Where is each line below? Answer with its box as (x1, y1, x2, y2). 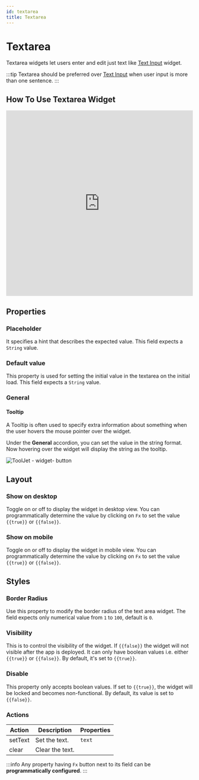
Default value (6, 359, 46, 367)
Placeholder (6, 324, 42, 332)
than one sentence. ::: (6, 77, 59, 84)
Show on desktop (6, 492, 57, 500)
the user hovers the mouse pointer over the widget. (6, 428, 131, 435)
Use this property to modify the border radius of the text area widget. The (6, 608, 186, 615)
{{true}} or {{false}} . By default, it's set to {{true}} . (6, 655, 137, 662)
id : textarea (6, 8, 38, 15)
